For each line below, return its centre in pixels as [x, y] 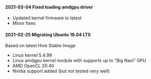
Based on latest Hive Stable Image [40, 46]
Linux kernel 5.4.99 [32, 55]
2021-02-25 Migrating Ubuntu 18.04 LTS [48, 34]
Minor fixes [24, 23]
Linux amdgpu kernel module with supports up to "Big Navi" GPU [79, 61]
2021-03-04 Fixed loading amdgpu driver [49, 7]
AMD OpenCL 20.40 [33, 66]
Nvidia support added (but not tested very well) [61, 71]
